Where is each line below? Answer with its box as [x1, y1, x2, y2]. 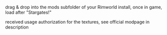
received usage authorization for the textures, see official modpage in [5, 19, 150, 25]
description [5, 24, 29, 30]
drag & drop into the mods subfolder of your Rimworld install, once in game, [5, 4, 162, 10]
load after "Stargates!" [5, 9, 52, 15]
